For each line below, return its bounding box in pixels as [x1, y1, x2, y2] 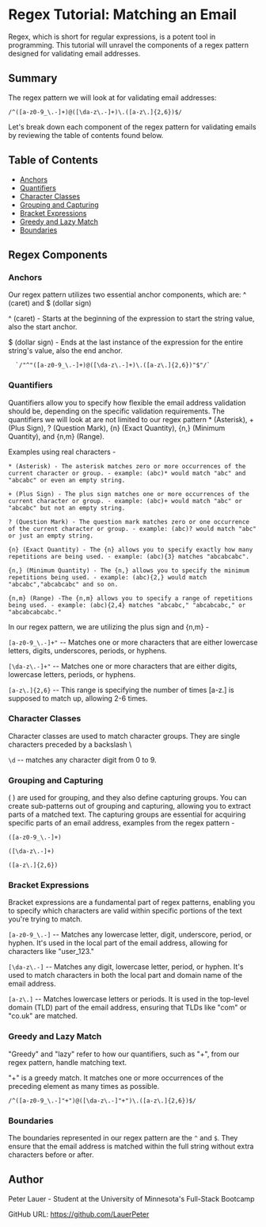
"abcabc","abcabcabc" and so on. [8, 580, 119, 588]
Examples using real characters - [8, 447, 116, 456]
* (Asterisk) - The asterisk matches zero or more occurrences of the [8, 462, 246, 470]
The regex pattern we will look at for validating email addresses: [8, 93, 217, 102]
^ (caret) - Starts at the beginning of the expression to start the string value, [8, 313, 255, 323]
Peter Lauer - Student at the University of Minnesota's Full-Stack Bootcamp [8, 1194, 255, 1203]
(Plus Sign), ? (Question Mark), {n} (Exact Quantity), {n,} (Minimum [8, 423, 226, 433]
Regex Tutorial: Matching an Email [8, 6, 237, 24]
